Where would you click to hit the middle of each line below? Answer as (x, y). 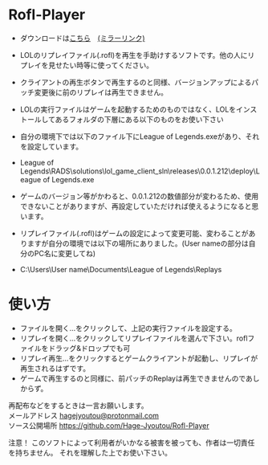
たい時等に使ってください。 (108, 65)
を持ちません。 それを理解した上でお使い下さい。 (90, 452)
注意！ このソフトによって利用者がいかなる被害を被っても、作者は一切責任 (132, 443)
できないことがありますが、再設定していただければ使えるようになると (136, 206)
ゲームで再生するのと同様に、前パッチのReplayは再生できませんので (133, 378)
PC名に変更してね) (65, 253)
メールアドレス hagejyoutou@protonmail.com (83, 415)
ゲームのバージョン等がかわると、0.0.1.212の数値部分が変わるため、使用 (139, 196)
